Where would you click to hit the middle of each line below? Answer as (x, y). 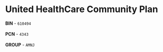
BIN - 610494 (18, 23)
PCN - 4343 (17, 34)
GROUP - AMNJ (20, 44)
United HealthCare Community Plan (82, 9)
